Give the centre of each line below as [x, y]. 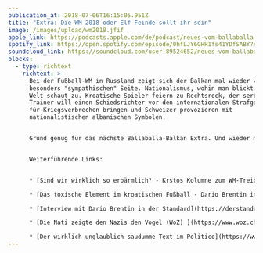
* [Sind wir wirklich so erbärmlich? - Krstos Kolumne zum [127, 180]
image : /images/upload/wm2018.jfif [66, 30]
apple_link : [27, 37]
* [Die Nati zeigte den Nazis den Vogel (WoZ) [106, 223]
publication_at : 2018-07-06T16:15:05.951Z [78, 15]
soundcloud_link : [36, 52]
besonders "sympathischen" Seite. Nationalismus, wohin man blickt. [143, 88]
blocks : [21, 60]
